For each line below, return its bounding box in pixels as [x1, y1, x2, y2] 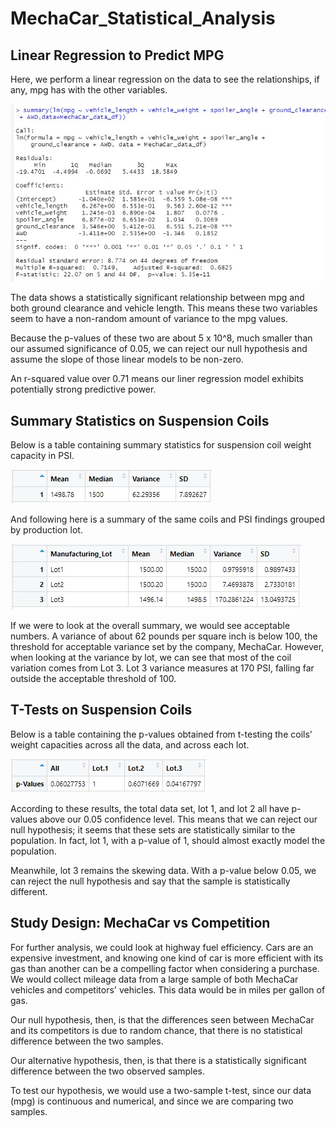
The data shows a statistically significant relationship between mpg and [10, 292, 305, 304]
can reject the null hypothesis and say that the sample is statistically [10, 875, 291, 887]
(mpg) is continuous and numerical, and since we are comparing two [10, 1095, 294, 1107]
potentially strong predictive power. [10, 383, 157, 396]
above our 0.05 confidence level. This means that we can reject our [39, 813, 318, 825]
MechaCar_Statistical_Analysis [10, 7, 276, 30]
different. [10, 885, 48, 897]
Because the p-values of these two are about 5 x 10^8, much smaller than [10, 332, 313, 344]
